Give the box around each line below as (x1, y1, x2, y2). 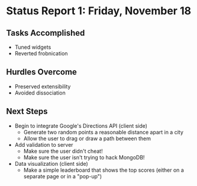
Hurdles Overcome (6, 67, 77, 77)
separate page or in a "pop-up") (23, 172, 102, 179)
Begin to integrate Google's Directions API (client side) (14, 122, 148, 129)
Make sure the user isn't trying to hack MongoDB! (23, 153, 145, 161)
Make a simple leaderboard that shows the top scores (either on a (23, 166, 185, 174)
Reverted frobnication (14, 50, 68, 57)
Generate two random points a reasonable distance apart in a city (23, 128, 183, 135)
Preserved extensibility (14, 83, 71, 90)
